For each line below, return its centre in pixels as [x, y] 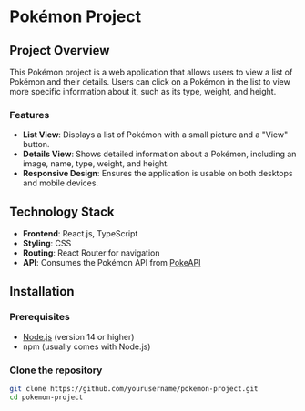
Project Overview [60, 50]
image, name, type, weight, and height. [96, 164]
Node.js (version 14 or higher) [78, 336]
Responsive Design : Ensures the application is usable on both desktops [158, 174]
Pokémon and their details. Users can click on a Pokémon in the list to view [150, 82]
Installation [42, 291]
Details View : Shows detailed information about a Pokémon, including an [159, 154]
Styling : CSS [47, 244]
